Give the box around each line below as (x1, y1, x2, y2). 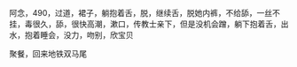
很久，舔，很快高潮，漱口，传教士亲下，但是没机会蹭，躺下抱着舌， (32, 19, 281, 29)
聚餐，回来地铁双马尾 (9, 48, 87, 59)
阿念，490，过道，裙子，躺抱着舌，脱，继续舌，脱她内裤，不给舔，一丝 (9, 8, 273, 18)
